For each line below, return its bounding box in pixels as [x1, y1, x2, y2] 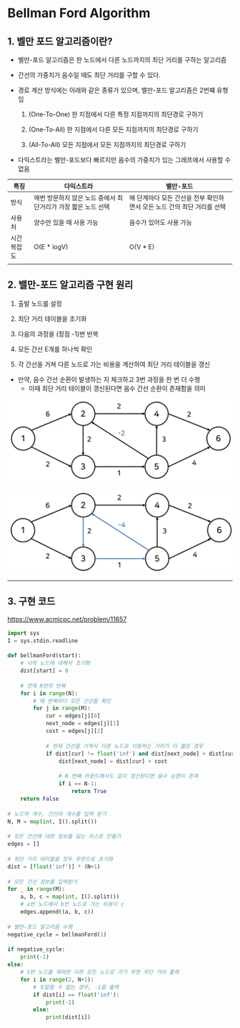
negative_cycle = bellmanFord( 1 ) [7, 931, 107, 938]
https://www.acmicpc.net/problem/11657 [7, 614, 127, 623]
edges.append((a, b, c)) [20, 909, 94, 916]
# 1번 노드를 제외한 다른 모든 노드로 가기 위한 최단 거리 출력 [20, 969, 180, 976]
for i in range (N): [20, 689, 79, 697]
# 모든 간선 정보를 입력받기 [7, 878, 78, 885]
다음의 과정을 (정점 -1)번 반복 [17, 329, 99, 338]
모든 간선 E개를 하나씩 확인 [17, 344, 93, 353]
